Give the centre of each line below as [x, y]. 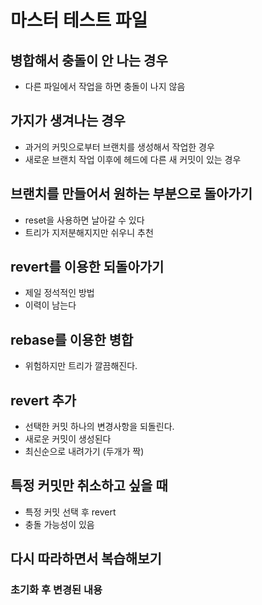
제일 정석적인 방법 [59, 293]
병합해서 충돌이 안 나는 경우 [89, 60]
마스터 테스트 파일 [79, 20]
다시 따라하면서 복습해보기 [86, 559]
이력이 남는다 [50, 305]
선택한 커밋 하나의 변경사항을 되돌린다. [99, 427]
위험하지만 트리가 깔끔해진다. [81, 366]
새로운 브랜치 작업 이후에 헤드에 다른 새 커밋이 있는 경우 [133, 159]
